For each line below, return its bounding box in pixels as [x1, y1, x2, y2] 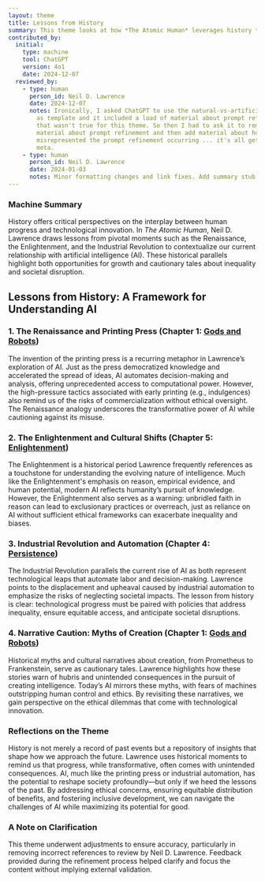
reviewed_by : [15, 77, 58, 85]
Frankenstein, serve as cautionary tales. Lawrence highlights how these [8, 663, 241, 673]
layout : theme [8, 11, 55, 20]
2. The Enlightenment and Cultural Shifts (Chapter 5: [8, 432, 214, 443]
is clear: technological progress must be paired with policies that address [8, 600, 246, 609]
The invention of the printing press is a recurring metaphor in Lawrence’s [8, 353, 245, 363]
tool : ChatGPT [22, 56, 69, 64]
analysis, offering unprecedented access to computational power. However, [8, 379, 254, 388]
